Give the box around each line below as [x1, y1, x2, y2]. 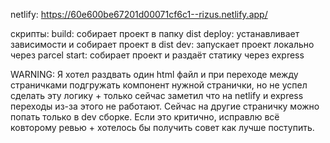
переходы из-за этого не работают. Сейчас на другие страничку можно [10, 100, 320, 112]
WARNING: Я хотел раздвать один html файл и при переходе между [10, 69, 299, 80]
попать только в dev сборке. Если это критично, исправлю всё [10, 111, 280, 123]
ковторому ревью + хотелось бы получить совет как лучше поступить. [10, 122, 315, 133]
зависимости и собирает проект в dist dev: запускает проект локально [10, 39, 315, 50]
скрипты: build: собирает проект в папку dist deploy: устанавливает [10, 28, 300, 39]
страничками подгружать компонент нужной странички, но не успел [10, 79, 308, 91]
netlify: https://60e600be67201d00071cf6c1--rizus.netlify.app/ [10, 9, 268, 20]
